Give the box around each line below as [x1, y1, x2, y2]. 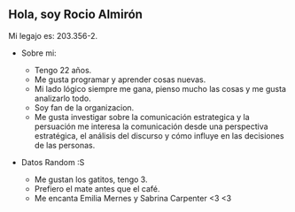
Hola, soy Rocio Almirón [8, 7, 144, 22]
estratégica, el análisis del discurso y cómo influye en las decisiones [34, 130, 284, 140]
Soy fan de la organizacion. [34, 102, 135, 113]
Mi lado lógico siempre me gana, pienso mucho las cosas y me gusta [34, 83, 287, 94]
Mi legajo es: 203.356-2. [8, 30, 98, 41]
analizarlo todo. [34, 93, 92, 103]
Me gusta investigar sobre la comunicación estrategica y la [34, 111, 250, 122]
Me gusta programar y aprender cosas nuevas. [34, 74, 206, 85]
